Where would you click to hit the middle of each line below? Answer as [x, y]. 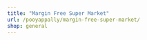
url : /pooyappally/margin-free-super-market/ [73, 20]
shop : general [28, 26]
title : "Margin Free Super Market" [58, 13]
